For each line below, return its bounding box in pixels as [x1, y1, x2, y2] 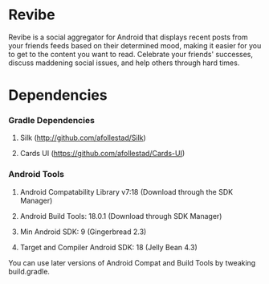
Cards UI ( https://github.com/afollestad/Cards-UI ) [19, 149, 185, 158]
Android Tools [8, 169, 64, 180]
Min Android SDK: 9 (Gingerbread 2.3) [19, 227, 147, 237]
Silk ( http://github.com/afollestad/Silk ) [19, 133, 146, 142]
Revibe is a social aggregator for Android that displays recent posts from [8, 32, 248, 42]
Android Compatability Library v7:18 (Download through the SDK [19, 187, 234, 196]
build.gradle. [8, 266, 51, 276]
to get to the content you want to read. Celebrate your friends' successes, [8, 49, 254, 59]
